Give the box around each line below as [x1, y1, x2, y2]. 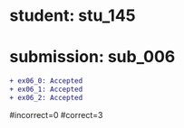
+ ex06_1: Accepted [9, 85, 83, 94]
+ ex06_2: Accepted [9, 93, 83, 102]
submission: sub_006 [9, 47, 176, 68]
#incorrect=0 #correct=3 [9, 109, 103, 120]
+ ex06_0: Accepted [9, 77, 83, 86]
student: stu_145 [9, 5, 136, 26]
